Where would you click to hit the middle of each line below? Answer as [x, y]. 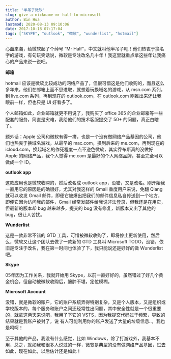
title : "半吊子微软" [25, 10]
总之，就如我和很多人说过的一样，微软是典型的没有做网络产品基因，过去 [90, 345]
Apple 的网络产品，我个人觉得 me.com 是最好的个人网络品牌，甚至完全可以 [84, 156]
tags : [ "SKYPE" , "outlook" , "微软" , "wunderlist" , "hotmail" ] [72, 34]
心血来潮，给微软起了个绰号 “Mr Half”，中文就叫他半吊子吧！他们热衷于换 [82, 49]
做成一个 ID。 [19, 162]
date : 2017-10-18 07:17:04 [34, 29]
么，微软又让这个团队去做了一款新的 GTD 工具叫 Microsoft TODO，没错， [82, 242]
